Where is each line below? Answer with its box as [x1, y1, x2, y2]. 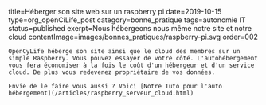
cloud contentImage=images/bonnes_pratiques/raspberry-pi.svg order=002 [8, 32, 259, 41]
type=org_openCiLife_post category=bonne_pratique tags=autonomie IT [8, 15, 246, 25]
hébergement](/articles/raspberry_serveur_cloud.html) [8, 89, 194, 97]
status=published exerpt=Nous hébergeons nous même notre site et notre [8, 24, 252, 33]
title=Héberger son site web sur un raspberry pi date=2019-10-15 [8, 7, 222, 16]
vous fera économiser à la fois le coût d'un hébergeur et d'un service [8, 61, 255, 69]
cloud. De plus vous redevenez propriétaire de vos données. [8, 68, 216, 76]
